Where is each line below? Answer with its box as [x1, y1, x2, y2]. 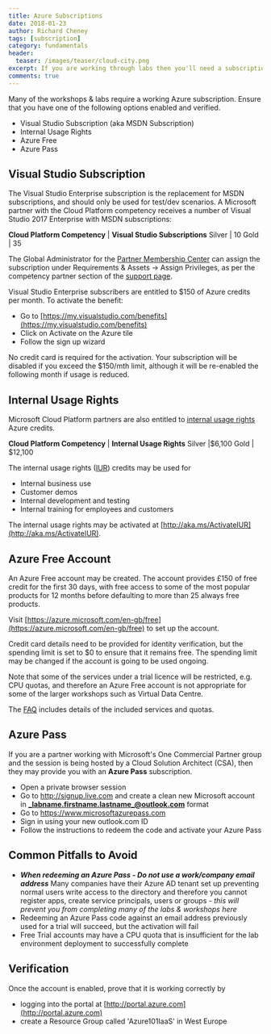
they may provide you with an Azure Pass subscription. [8, 766, 193, 776]
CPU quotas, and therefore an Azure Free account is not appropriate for [8, 680, 247, 690]
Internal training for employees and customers [19, 504, 174, 514]
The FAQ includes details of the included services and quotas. [8, 705, 215, 714]
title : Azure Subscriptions [8, 11, 103, 20]
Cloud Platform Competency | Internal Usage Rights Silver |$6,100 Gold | [8, 439, 254, 449]
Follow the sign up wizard [19, 337, 106, 347]
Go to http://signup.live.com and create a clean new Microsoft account [19, 790, 256, 800]
